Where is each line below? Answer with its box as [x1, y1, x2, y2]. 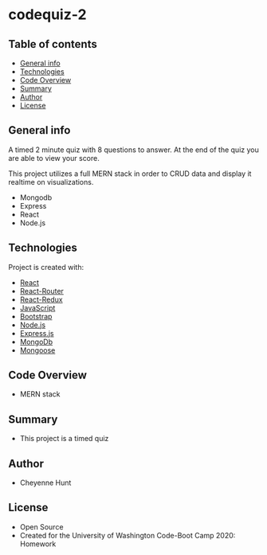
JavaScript [19, 303, 56, 312]
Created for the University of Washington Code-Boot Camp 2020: [19, 530, 236, 540]
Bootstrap [19, 311, 53, 321]
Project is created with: [8, 262, 84, 272]
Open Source [19, 522, 64, 531]
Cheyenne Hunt [19, 478, 72, 487]
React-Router [19, 286, 64, 295]
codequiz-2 [8, 6, 87, 24]
